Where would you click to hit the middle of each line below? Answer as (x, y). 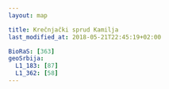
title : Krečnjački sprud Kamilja (63, 30)
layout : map (28, 15)
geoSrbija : (26, 59)
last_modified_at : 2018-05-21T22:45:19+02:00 (84, 37)
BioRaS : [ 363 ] (32, 51)
